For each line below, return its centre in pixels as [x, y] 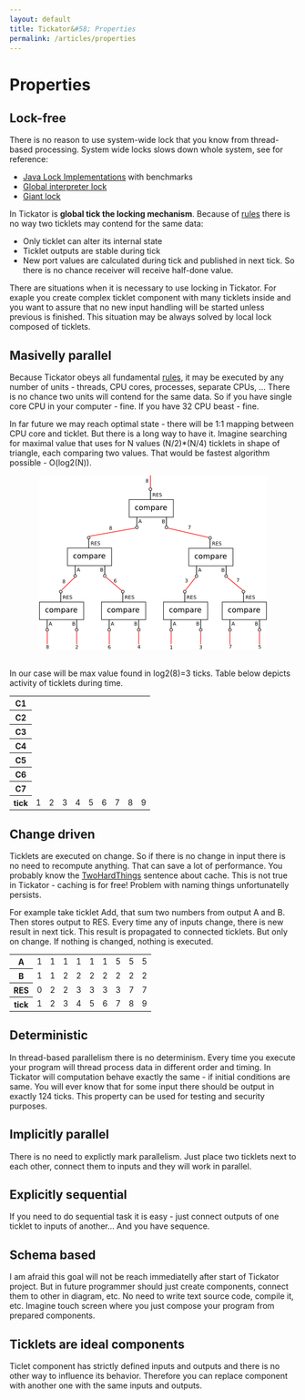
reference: [29, 159]
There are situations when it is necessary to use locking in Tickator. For [143, 288]
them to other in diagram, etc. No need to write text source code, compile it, [152, 1296]
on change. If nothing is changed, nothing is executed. [112, 941]
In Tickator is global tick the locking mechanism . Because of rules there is [150, 214]
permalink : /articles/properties [73, 38]
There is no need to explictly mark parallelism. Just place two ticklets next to [153, 1156]
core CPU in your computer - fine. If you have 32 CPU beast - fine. [134, 406]
